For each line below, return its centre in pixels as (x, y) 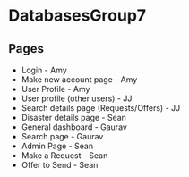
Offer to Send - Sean (60, 165)
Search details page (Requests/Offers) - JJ (101, 108)
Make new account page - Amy (79, 80)
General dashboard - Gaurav (74, 127)
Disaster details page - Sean (74, 118)
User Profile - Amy (56, 89)
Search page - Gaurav (62, 136)
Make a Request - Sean (64, 156)
